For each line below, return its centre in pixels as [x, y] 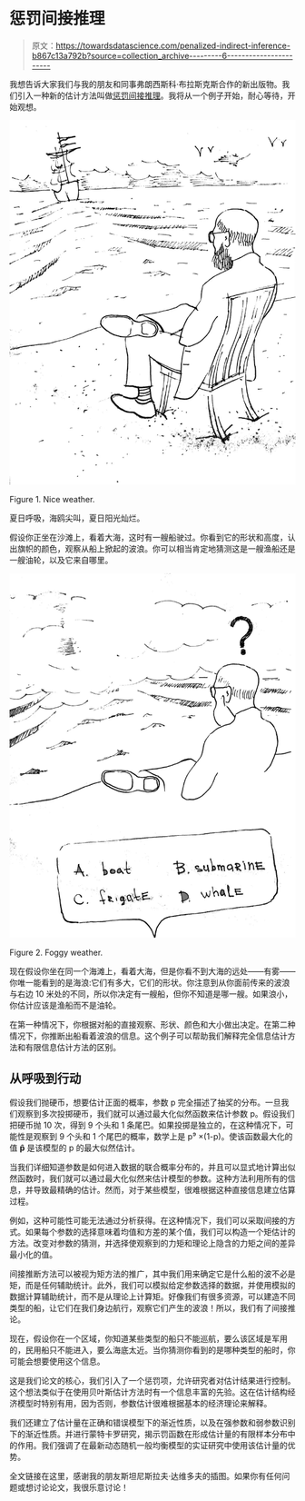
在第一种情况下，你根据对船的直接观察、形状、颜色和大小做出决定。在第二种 [152, 1024]
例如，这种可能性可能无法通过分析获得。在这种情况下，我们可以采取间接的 [148, 1220]
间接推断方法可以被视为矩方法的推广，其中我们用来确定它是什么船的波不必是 [152, 1274]
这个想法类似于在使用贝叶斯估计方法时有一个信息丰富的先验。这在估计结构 [148, 1392]
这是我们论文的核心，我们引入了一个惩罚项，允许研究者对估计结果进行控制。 [152, 1380]
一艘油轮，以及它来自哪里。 [61, 560]
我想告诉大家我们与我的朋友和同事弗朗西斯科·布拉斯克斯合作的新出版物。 [146, 84]
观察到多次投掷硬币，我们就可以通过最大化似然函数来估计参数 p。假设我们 [156, 1113]
